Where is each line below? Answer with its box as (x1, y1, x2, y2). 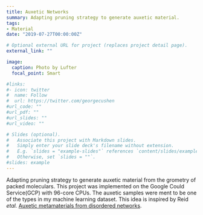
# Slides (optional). (6, 131, 61, 137)
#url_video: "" (6, 121, 45, 127)
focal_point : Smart (11, 70, 61, 76)
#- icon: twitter (6, 87, 50, 93)
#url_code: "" (6, 104, 42, 110)
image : (6, 59, 23, 65)
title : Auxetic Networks (6, 8, 69, 15)
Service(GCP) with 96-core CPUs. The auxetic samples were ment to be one (6, 189, 197, 196)
